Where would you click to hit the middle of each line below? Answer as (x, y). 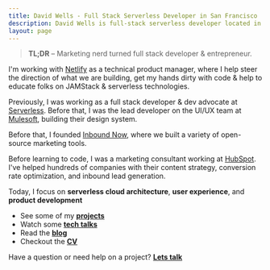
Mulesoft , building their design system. (73, 119)
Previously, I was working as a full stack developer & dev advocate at (123, 102)
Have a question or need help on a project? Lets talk (96, 257)
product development (46, 200)
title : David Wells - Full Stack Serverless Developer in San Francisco (133, 16)
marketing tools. (60, 143)
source (20, 143)
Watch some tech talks (59, 224)
